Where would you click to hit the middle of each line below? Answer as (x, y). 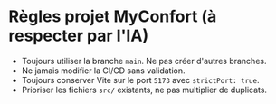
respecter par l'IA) (79, 36)
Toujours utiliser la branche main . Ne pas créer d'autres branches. (144, 61)
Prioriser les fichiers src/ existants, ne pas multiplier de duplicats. (144, 90)
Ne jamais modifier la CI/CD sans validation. (103, 71)
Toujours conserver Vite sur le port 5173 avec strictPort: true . (140, 80)
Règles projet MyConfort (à (113, 17)
